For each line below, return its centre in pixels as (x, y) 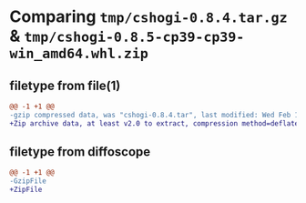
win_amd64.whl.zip (79, 54)
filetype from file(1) (65, 85)
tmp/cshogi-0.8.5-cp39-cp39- (134, 38)
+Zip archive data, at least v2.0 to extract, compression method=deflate (154, 123)
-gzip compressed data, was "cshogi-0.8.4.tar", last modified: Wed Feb (150, 115)
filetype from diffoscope (80, 152)
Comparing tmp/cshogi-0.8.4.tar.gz (149, 17)
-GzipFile (28, 181)
